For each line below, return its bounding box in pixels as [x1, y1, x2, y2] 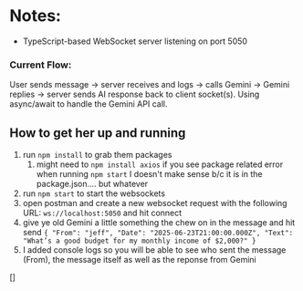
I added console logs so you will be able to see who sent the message [22, 244, 287, 255]
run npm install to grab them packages [22, 150, 172, 161]
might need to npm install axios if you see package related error [36, 159, 284, 170]
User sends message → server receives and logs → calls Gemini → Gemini [9, 79, 290, 90]
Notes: [9, 5, 62, 26]
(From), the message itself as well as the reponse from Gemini [22, 255, 257, 265]
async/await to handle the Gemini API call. [9, 99, 168, 109]
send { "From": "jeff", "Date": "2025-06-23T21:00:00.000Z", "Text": [22, 227, 294, 238]
